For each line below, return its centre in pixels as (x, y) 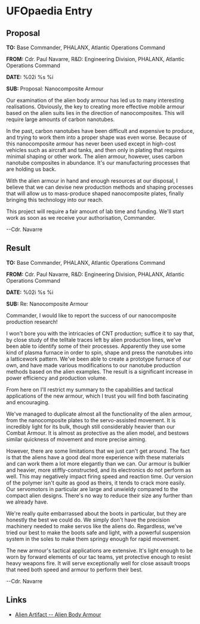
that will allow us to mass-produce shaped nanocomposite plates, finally (95, 193)
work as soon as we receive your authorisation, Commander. (81, 218)
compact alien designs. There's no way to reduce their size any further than (99, 495)
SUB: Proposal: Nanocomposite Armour (55, 89)
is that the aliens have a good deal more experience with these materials (95, 457)
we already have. (27, 502)
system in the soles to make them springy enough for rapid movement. (93, 539)
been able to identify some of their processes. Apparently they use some (96, 346)
